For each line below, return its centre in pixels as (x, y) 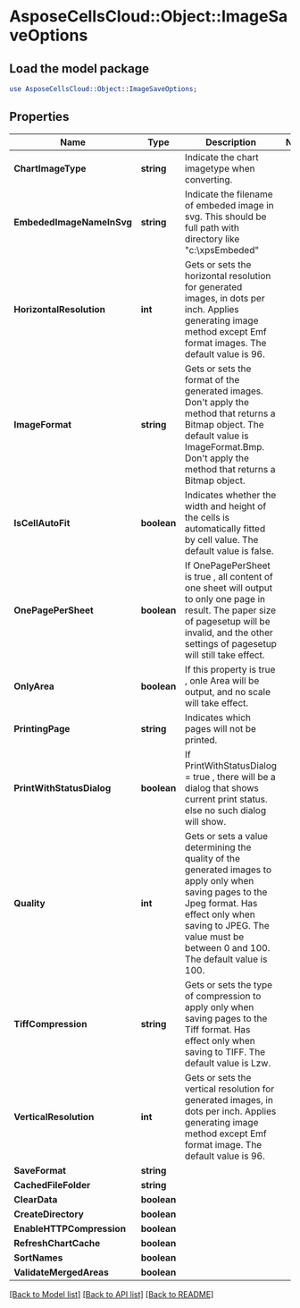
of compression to (223, 996)
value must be (214, 937)
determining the (218, 847)
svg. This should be (225, 217)
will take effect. (217, 702)
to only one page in (225, 599)
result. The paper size (230, 610)
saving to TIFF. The (225, 1051)
